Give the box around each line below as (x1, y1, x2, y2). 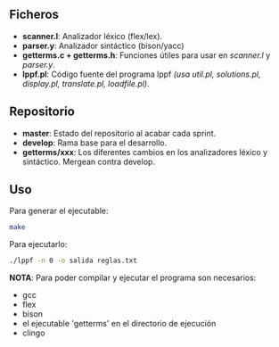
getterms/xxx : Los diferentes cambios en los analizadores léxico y (21, 146, 268, 157)
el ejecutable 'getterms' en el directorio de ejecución (21, 318, 217, 329)
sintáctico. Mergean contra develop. (21, 156, 156, 167)
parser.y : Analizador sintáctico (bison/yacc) (21, 40, 185, 51)
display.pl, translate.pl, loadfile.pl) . (21, 78, 150, 88)
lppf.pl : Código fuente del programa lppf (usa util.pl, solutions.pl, (21, 69, 261, 79)
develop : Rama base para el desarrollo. (21, 137, 168, 148)
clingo (21, 327, 45, 338)
